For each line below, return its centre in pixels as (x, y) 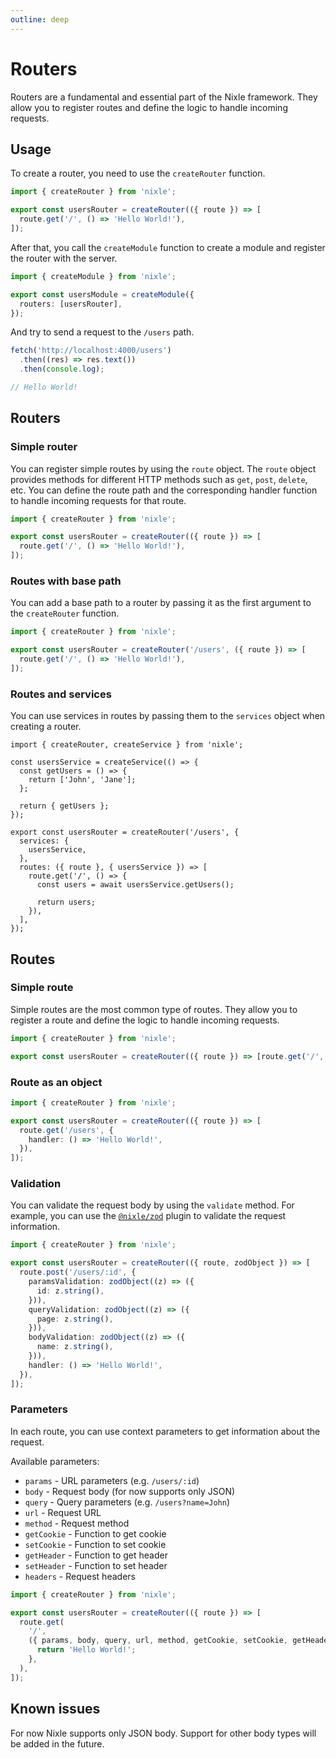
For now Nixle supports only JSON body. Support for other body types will (163, 1733)
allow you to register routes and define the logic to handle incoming (149, 107)
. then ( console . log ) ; (62, 369)
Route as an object (56, 1082)
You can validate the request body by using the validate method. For (152, 1205)
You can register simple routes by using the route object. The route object (163, 468)
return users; (66, 902)
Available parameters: (55, 1461)
